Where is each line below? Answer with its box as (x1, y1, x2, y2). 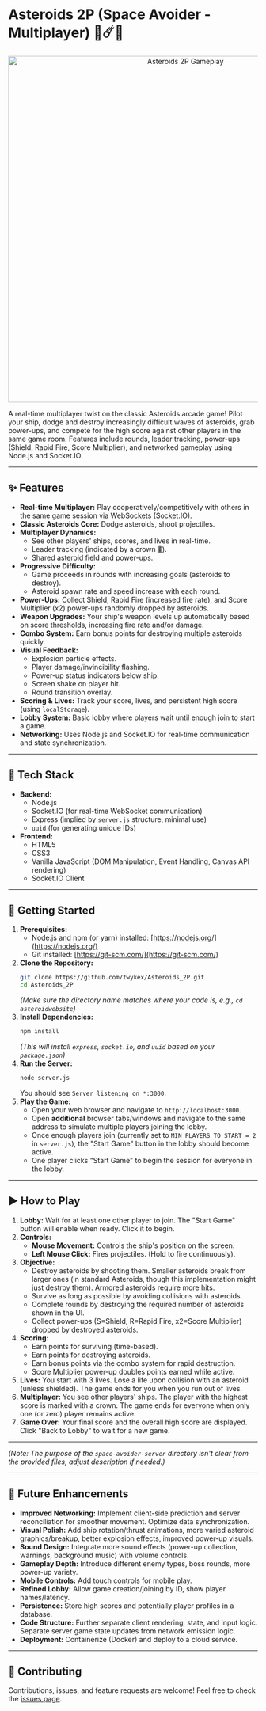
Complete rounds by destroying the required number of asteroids (31, 1299, 245, 1309)
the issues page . (8, 1694, 63, 1704)
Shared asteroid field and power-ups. (31, 553, 154, 562)
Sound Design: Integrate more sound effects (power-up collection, (19, 1542, 238, 1551)
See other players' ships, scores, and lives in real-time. (31, 536, 211, 546)
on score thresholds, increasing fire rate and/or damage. (19, 620, 204, 629)
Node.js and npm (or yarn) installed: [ (31, 933, 154, 943)
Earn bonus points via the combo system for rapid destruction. (31, 1358, 236, 1367)
